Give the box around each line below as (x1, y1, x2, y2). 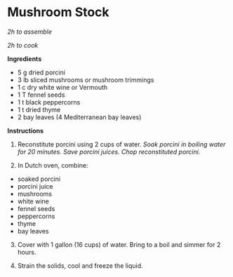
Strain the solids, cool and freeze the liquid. (17, 261, 143, 270)
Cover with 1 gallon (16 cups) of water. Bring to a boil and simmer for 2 (17, 240, 221, 249)
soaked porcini (17, 175, 61, 183)
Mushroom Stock (7, 4, 110, 20)
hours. (17, 248, 36, 256)
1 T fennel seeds (17, 90, 65, 99)
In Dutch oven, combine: (17, 161, 89, 169)
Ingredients (7, 54, 42, 63)
